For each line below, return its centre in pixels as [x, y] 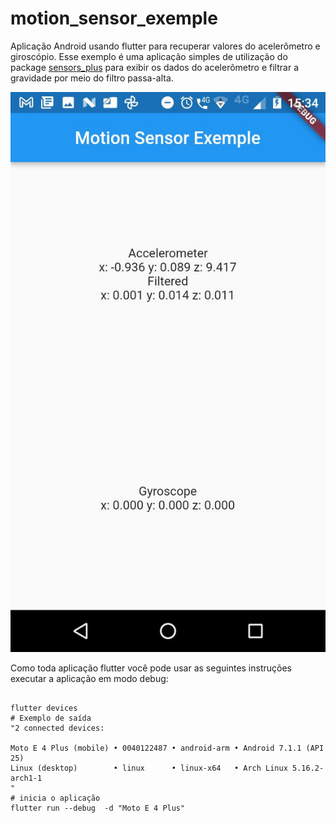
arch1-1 [26, 778]
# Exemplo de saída [51, 718]
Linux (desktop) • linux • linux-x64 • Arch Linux [149, 768]
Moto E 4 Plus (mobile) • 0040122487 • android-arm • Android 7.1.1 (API [167, 748]
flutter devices [44, 708]
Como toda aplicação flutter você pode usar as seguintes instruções [151, 668]
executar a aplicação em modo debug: [89, 678]
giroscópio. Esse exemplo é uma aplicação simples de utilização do [149, 56]
